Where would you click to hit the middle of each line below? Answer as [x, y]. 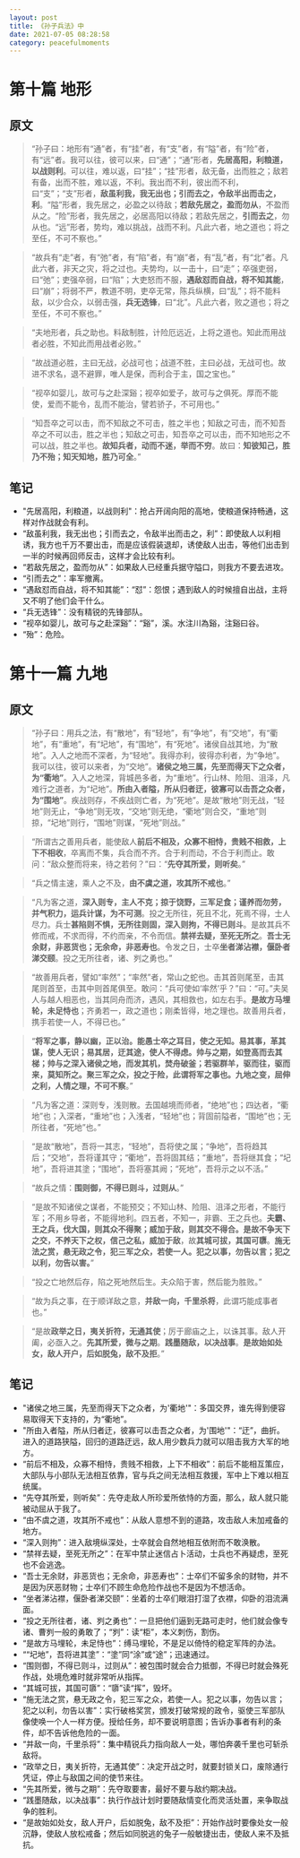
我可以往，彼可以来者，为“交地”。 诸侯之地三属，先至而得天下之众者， [160, 766]
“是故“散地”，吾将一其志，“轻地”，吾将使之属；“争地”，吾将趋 [145, 1146]
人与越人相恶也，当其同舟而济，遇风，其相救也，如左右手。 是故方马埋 [161, 999]
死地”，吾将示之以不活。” [223, 1169]
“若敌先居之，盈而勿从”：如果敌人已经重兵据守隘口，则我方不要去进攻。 [155, 567]
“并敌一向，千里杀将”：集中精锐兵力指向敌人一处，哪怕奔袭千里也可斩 [151, 1743]
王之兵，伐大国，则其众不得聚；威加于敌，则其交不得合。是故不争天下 [161, 1230]
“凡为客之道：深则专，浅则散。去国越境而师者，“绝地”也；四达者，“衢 [160, 1105]
